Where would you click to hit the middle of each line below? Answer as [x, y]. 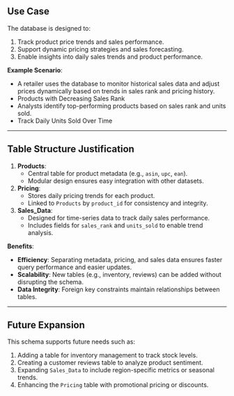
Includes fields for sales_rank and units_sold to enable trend [115, 225]
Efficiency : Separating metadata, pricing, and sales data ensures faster [120, 259]
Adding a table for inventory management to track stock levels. [108, 356]
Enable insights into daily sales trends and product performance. [110, 56]
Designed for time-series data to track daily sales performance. [119, 218]
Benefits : [21, 246]
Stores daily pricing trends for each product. [91, 195]
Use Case [29, 12]
